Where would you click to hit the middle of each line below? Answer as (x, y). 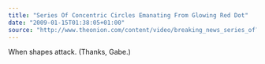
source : (21, 30)
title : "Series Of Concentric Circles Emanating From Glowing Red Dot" (128, 15)
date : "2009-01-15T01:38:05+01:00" (67, 23)
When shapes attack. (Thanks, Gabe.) (70, 52)
